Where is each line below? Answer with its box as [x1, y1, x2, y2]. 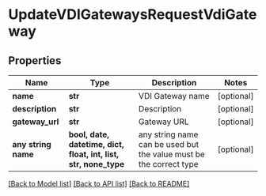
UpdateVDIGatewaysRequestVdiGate [8, 6, 257, 24]
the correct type [138, 159, 199, 169]
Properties [8, 54, 62, 67]
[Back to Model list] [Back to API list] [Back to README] [8, 179, 190, 188]
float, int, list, [68, 149, 120, 160]
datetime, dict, [68, 139, 124, 149]
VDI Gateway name [138, 91, 210, 101]
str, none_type [68, 159, 125, 169]
